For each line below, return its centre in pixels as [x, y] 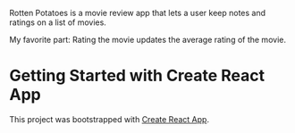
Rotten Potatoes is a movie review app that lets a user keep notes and [138, 13]
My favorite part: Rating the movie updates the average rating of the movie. [147, 40]
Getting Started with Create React [137, 76]
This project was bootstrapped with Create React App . [110, 119]
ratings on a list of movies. [58, 22]
